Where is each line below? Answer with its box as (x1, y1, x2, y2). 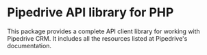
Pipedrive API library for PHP (7, 5, 174, 20)
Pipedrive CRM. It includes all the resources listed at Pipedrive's (7, 34, 188, 42)
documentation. (7, 41, 52, 50)
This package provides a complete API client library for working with (7, 27, 200, 35)
